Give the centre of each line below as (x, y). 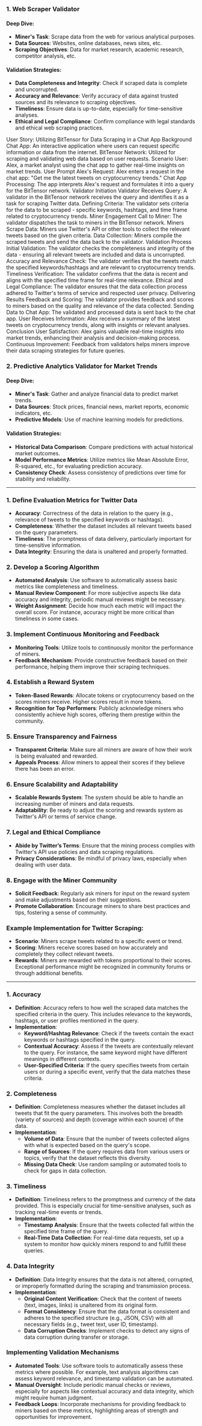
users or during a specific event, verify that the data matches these (107, 1071)
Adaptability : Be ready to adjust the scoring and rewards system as (99, 810)
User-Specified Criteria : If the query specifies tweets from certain (106, 1065)
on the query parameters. (47, 532)
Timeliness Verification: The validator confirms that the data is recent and (97, 274)
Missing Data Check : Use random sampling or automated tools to (106, 1164)
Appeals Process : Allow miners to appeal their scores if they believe (100, 762)
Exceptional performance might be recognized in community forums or (103, 967)
